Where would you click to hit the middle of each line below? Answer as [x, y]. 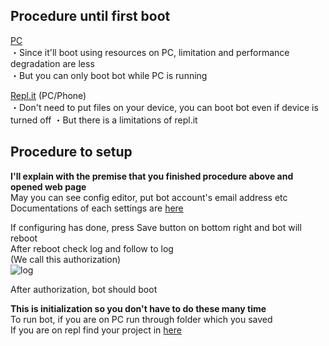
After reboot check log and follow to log [92, 248]
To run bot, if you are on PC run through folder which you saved [141, 319]
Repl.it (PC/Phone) [48, 95]
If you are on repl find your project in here [96, 330]
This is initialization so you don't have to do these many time [138, 308]
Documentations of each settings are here [97, 208]
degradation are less [52, 63]
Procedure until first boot [90, 16]
